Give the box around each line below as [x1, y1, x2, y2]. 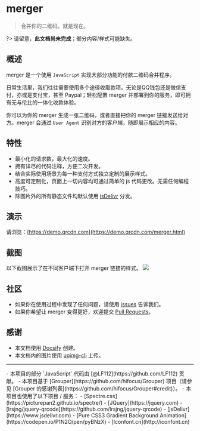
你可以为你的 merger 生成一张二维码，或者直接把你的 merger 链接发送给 [6, 111, 183, 118]
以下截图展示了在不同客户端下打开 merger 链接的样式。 [6, 264, 142, 272]
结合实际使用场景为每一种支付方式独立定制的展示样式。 [14, 170, 151, 177]
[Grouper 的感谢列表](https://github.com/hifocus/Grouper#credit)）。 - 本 [12, 384, 192, 392]
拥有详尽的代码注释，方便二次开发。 [14, 162, 104, 170]
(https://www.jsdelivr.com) [6, 411, 71, 419]
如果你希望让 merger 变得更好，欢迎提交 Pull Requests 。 [14, 308, 154, 315]
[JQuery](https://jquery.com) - [107, 399, 183, 406]
